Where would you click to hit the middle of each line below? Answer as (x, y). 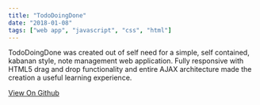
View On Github (34, 93)
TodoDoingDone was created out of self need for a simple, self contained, (129, 53)
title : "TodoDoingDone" (48, 15)
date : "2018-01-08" (40, 23)
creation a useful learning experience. (70, 78)
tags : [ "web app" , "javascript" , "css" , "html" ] (90, 30)
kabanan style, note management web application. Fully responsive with (126, 61)
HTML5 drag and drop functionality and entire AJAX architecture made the (130, 69)
